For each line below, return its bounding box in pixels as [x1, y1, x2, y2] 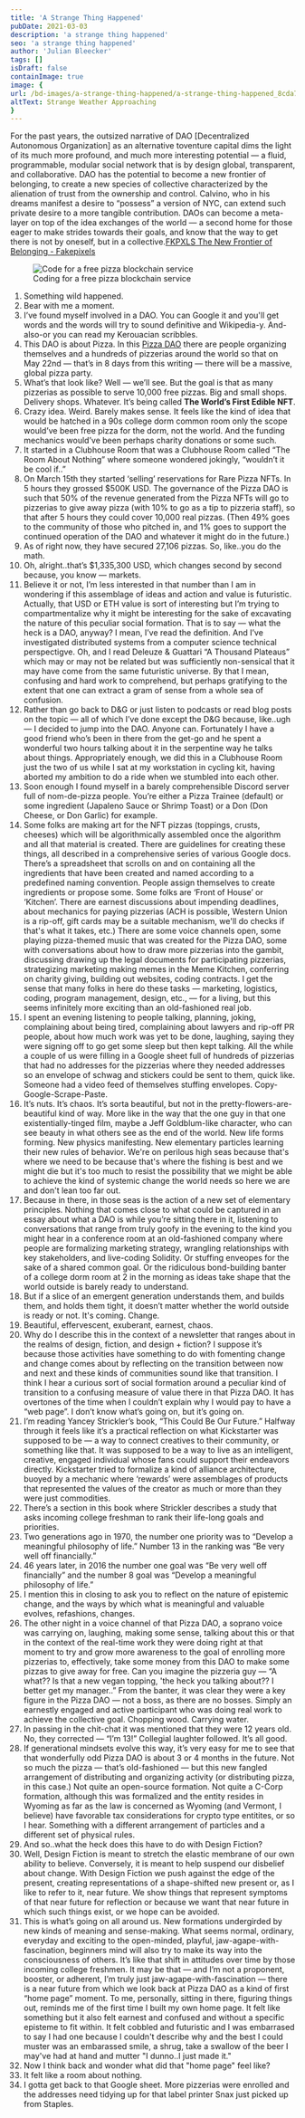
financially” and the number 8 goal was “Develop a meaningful [23, 1569, 257, 1580]
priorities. [23, 1522, 60, 1532]
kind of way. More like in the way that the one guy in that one [58, 1108, 286, 1119]
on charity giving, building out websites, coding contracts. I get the [23, 974, 273, 985]
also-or [23, 329, 51, 340]
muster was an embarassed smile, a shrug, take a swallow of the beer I [23, 2041, 289, 2052]
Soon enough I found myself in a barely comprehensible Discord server [23, 781, 290, 792]
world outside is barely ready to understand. [23, 1282, 189, 1293]
